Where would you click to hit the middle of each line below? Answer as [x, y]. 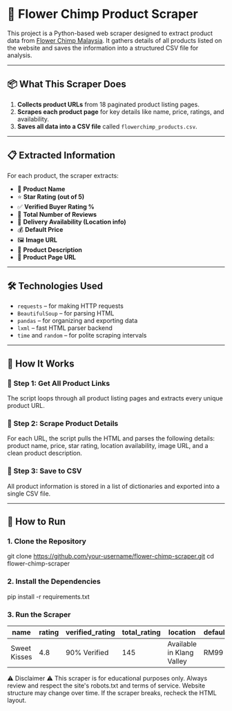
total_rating [141, 632]
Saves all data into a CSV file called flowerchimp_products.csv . [107, 126]
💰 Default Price [40, 229]
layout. [17, 700]
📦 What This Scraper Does [67, 85]
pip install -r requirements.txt [48, 596]
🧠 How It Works [41, 363]
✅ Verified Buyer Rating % [56, 206]
